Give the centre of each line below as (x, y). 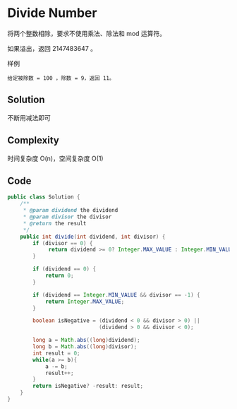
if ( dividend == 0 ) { (65, 269)
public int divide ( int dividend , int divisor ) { (93, 237)
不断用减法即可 (29, 117)
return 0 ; (59, 275)
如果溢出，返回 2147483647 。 (52, 48)
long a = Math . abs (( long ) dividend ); (86, 340)
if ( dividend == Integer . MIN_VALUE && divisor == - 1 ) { (116, 295)
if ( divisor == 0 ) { (63, 243)
